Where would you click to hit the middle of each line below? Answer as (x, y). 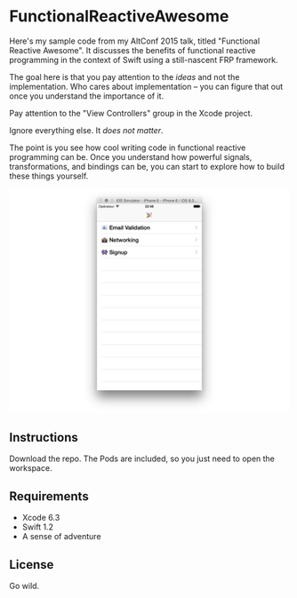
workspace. (31, 468)
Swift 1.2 (38, 527)
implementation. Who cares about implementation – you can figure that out (146, 86)
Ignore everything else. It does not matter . (86, 130)
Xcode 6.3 (41, 518)
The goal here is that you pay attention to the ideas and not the (124, 76)
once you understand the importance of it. (87, 96)
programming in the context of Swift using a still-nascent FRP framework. (144, 60)
